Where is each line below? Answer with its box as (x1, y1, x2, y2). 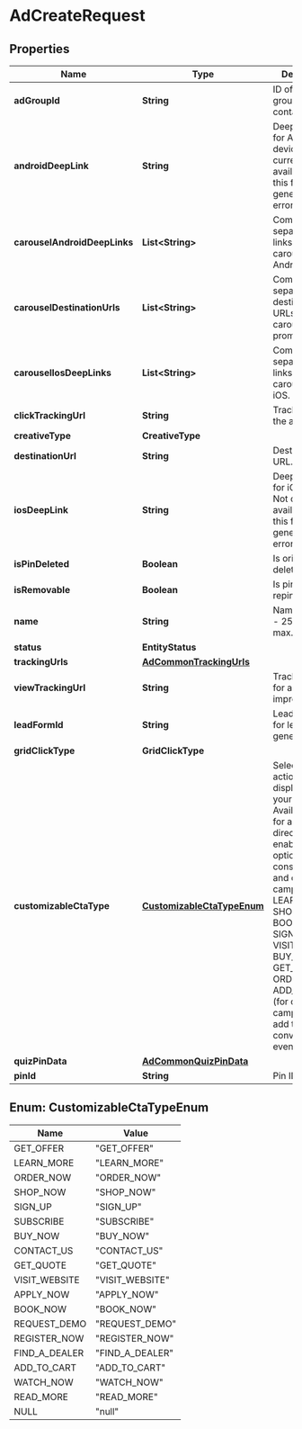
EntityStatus (142, 641, 197, 653)
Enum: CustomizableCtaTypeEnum (9, 1100, 209, 1116)
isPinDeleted (13, 558, 70, 570)
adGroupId (13, 94, 60, 106)
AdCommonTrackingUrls (142, 656, 250, 668)
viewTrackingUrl (13, 681, 86, 694)
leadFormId (13, 719, 64, 731)
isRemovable (13, 584, 70, 596)
